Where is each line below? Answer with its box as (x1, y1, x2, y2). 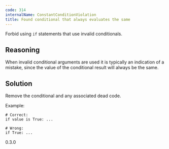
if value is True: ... (5, 117, 53, 122)
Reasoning (5, 45, 40, 54)
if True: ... (5, 130, 33, 135)
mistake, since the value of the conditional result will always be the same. (5, 65, 159, 71)
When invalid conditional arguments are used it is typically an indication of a (5, 59, 164, 65)
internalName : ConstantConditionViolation (5, 12, 96, 17)
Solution (5, 79, 32, 88)
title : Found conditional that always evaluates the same (5, 17, 130, 22)
